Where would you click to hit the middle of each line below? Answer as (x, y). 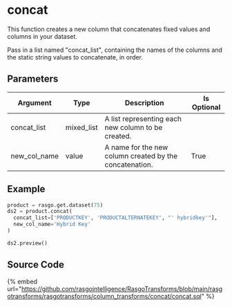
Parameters (33, 79)
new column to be (134, 127)
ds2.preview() (28, 243)
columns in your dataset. (42, 36)
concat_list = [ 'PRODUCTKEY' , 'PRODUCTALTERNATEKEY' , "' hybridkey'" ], (115, 218)
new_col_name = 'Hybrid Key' (52, 224)
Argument (35, 102)
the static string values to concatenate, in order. (75, 57)
